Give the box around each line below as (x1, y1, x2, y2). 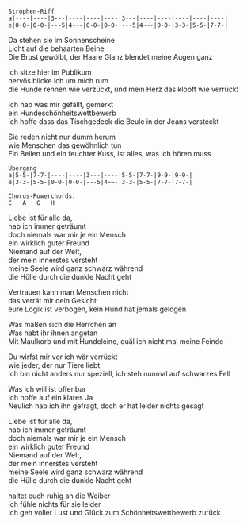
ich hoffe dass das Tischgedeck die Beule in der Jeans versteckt (8, 117, 219, 126)
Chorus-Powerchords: (8, 192, 77, 200)
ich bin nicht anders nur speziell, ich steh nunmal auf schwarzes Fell (8, 369, 231, 378)
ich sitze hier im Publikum (8, 68, 93, 77)
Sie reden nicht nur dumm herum (8, 132, 116, 141)
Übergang (8, 164, 37, 172)
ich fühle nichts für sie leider (8, 500, 101, 508)
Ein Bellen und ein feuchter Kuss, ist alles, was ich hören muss (8, 149, 211, 158)
